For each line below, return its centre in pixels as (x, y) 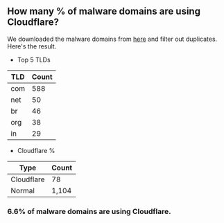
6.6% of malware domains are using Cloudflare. (89, 211)
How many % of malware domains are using (104, 11)
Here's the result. (32, 46)
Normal (23, 190)
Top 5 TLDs (34, 60)
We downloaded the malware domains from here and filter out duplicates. (112, 39)
